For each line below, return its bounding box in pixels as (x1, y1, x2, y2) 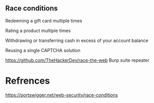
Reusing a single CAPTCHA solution (5, 47, 81, 53)
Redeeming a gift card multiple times (5, 17, 83, 23)
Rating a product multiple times (5, 28, 71, 34)
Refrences (5, 75, 50, 86)
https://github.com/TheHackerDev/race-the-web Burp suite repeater (5, 57, 149, 63)
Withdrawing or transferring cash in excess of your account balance (5, 37, 149, 43)
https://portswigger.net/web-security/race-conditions (5, 92, 118, 98)
